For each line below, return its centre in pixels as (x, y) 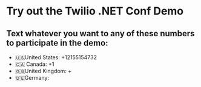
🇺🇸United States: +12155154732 (56, 57)
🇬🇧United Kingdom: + (43, 71)
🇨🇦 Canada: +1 (35, 64)
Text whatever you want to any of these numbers (100, 34)
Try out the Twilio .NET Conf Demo (95, 11)
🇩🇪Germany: (32, 78)
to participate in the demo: (57, 43)
